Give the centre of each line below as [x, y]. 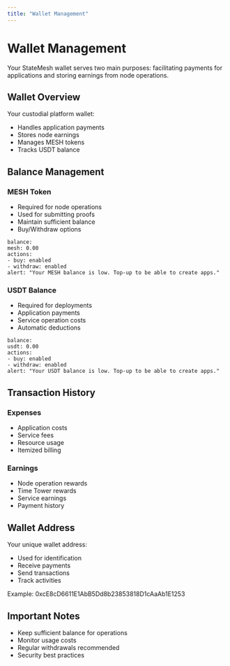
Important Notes [44, 616]
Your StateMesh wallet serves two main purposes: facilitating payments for [115, 68]
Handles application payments [61, 127]
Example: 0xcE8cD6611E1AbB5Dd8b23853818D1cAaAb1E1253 [96, 594]
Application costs [42, 428]
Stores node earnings [48, 135]
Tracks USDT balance [48, 150]
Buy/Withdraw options [49, 229]
